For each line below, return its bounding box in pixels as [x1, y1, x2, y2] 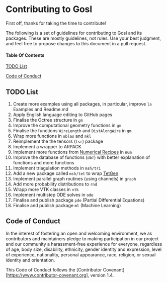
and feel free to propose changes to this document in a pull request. [6, 40, 147, 46]
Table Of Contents [6, 52, 45, 58]
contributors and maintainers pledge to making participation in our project [6, 235, 159, 242]
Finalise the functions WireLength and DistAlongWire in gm [13, 127, 132, 134]
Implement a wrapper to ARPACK [13, 143, 82, 149]
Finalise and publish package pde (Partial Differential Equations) [13, 197, 145, 203]
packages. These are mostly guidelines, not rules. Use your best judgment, [6, 35, 161, 41]
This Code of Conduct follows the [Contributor [6, 266, 102, 272]
